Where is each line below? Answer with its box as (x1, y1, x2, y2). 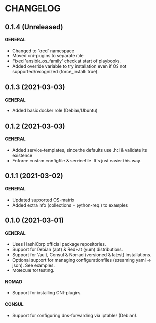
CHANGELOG (5, 3, 61, 14)
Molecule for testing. (12, 268, 55, 273)
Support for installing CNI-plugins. (12, 290, 82, 296)
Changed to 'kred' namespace (12, 48, 74, 54)
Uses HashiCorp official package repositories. (12, 241, 106, 247)
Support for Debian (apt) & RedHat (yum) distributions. (12, 246, 123, 253)
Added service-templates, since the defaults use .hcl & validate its (12, 147, 147, 153)
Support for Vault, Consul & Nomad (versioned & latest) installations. (12, 252, 152, 258)
